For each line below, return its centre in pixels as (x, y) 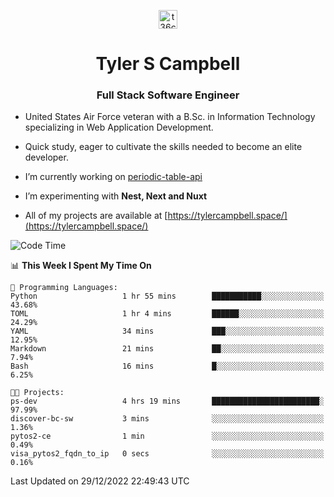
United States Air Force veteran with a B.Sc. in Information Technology (170, 117)
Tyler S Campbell (168, 64)
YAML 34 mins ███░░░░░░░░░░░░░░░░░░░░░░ (167, 331)
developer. (46, 157)
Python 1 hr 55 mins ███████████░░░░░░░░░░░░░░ (167, 296)
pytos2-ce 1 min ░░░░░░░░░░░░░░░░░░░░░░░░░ (167, 436)
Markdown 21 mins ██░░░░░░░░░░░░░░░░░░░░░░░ (167, 349)
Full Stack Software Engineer (168, 95)
